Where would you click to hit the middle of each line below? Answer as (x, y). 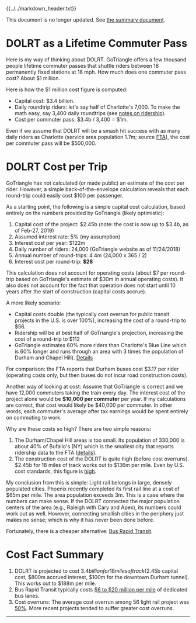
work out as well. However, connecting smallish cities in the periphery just (95, 513)
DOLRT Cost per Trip (57, 167)
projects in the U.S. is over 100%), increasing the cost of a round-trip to (100, 320)
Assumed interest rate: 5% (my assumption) (67, 237)
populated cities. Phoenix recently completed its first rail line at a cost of (93, 489)
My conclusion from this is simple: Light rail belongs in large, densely (89, 482)
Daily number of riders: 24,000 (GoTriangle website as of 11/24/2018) (97, 249)
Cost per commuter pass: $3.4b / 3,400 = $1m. (71, 119)
